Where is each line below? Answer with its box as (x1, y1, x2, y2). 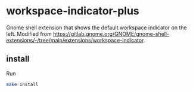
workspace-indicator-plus (6, 4, 140, 18)
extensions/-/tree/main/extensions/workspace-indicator (6, 36, 144, 44)
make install (6, 81, 39, 87)
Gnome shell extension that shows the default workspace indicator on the (6, 24, 187, 31)
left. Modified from (6, 30, 52, 37)
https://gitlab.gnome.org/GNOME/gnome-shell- (52, 30, 170, 37)
